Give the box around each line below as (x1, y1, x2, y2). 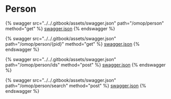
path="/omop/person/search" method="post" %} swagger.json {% (5, 83, 147, 89)
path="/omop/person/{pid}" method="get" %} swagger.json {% (5, 41, 140, 47)
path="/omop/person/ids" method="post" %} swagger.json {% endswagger (5, 62, 166, 68)
